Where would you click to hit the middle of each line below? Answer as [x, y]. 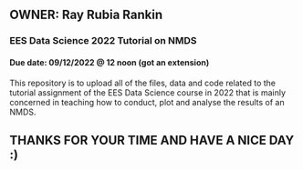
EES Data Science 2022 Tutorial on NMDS [104, 41]
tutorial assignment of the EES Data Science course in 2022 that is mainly [147, 92]
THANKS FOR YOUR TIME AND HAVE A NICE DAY [152, 140]
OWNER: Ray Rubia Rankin [86, 15]
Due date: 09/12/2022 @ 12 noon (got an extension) [110, 62]
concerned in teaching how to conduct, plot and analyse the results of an [147, 102]
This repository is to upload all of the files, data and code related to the [143, 83]
